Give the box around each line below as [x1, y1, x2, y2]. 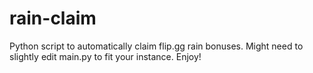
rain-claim [9, 7, 97, 30]
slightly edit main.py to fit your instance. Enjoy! [9, 50, 202, 62]
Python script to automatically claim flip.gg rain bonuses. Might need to [9, 40, 304, 52]
